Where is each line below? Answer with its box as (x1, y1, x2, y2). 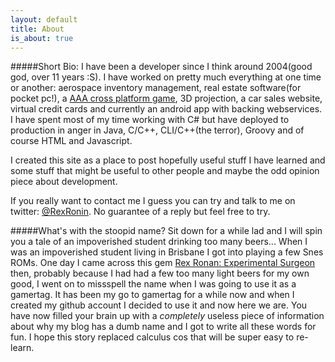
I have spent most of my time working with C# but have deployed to (10, 114, 290, 126)
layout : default (10, 14, 78, 25)
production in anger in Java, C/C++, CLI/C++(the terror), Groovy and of (10, 124, 305, 136)
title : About (10, 24, 65, 34)
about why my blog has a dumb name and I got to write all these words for (10, 321, 317, 333)
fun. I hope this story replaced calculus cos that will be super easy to (10, 331, 295, 343)
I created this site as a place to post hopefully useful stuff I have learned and (10, 154, 326, 166)
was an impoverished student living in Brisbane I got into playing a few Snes (10, 246, 324, 258)
